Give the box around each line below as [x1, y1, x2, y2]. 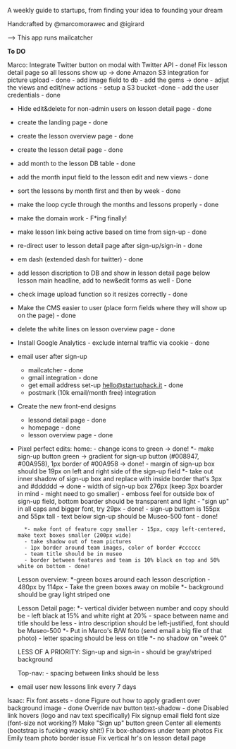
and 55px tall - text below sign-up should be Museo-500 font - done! [17, 512, 218, 520]
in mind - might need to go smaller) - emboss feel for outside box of [17, 490, 215, 497]
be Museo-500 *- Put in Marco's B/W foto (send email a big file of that [17, 627, 223, 635]
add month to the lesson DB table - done [17, 159, 136, 167]
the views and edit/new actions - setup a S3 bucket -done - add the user [7, 83, 219, 91]
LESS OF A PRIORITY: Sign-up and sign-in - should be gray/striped [17, 648, 212, 656]
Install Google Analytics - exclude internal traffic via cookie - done [17, 338, 210, 347]
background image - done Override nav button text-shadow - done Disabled [7, 704, 229, 712]
